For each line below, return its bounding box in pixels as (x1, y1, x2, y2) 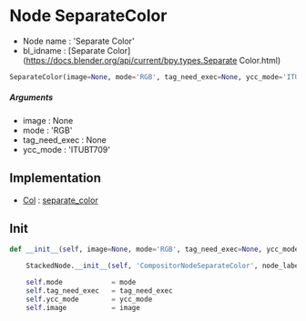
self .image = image (25, 303, 141, 312)
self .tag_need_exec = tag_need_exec (25, 286, 173, 296)
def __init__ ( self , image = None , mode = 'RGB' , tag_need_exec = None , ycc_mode (9, 245, 300, 255)
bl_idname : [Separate (22, 45, 106, 55)
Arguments (9, 92, 54, 103)
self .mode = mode (25, 278, 137, 287)
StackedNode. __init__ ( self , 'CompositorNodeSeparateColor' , (25, 261, 259, 271)
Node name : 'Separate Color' (22, 35, 135, 46)
